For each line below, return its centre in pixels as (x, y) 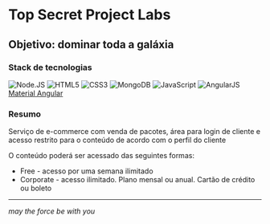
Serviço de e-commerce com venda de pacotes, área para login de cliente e (135, 132)
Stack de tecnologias (50, 67)
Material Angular (36, 93)
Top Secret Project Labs (90, 15)
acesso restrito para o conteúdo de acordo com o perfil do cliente (117, 140)
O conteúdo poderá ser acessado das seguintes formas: (102, 156)
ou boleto (36, 188)
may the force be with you (52, 211)
